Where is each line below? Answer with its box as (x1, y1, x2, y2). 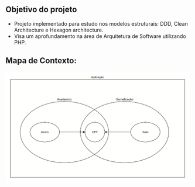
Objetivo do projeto (5, 5, 77, 15)
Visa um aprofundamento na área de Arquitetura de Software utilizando (13, 32, 187, 40)
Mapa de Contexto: (5, 56, 77, 66)
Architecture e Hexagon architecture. (13, 26, 104, 33)
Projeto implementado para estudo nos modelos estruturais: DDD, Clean (13, 20, 188, 27)
